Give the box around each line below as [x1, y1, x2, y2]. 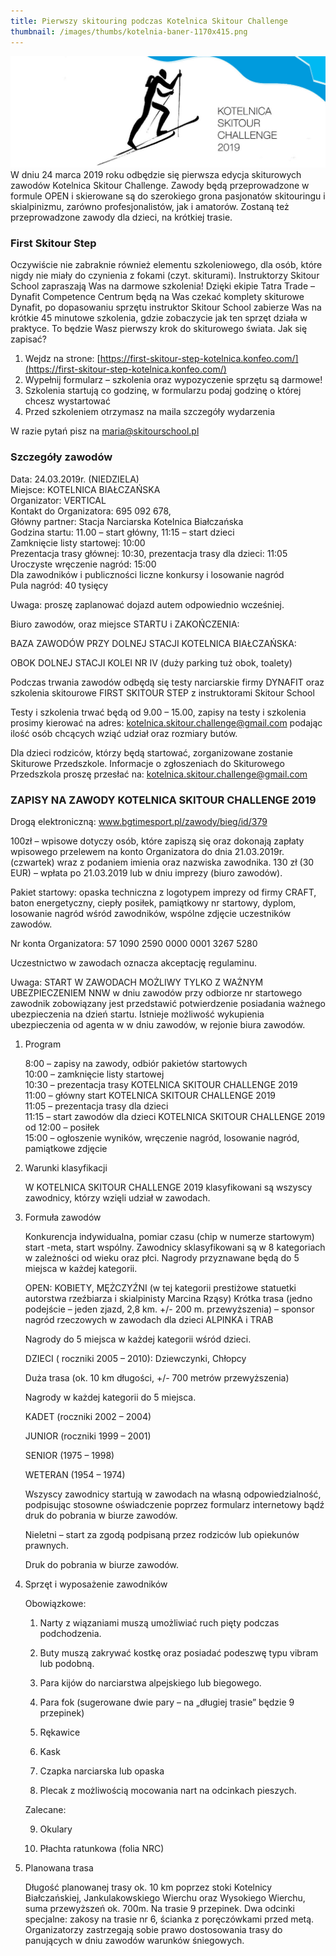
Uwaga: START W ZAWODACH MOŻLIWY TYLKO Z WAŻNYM [10, 976, 264, 989]
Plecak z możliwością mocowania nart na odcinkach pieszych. [39, 1785, 297, 1797]
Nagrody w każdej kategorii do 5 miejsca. [24, 1391, 197, 1404]
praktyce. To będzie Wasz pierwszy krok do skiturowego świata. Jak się [10, 323, 308, 335]
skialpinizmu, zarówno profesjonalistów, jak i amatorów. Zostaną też [10, 201, 290, 213]
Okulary [39, 1823, 73, 1835]
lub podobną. [39, 1658, 95, 1670]
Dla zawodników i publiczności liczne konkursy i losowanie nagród [10, 568, 285, 580]
